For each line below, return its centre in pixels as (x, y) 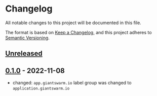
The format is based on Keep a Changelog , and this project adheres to (78, 32)
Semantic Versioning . (27, 38)
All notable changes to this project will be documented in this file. (73, 23)
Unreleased (24, 54)
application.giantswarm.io (41, 88)
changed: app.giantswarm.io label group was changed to (72, 83)
